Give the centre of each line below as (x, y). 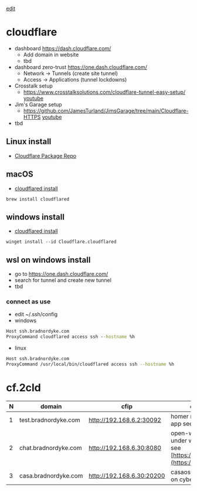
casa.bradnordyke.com (51, 476)
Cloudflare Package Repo (45, 155)
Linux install (29, 142)
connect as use (28, 302)
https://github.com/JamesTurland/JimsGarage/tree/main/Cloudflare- (106, 110)
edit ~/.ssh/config (36, 314)
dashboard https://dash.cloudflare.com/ (63, 48)
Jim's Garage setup (38, 104)
